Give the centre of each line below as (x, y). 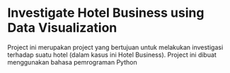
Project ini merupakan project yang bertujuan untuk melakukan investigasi (115, 47)
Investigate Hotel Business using (106, 13)
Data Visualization (62, 28)
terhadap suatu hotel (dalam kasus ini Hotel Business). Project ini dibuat (112, 55)
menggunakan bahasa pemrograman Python (72, 62)
